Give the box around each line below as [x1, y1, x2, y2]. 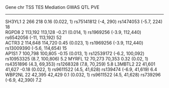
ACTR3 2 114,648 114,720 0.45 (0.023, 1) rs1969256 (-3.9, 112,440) [5, 40, 143, 45]
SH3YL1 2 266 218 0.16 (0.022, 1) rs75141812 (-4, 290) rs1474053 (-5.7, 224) [5, 18, 162, 24]
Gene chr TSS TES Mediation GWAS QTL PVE [5, 4, 100, 10]
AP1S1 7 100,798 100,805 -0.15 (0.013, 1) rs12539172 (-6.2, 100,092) [5, 50, 145, 56]
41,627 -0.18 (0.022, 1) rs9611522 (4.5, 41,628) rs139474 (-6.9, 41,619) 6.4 [5, 66, 157, 72]
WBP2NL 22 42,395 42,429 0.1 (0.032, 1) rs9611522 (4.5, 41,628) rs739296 [5, 72, 161, 77]
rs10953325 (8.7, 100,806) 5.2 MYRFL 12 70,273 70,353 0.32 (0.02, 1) [5, 56, 148, 61]
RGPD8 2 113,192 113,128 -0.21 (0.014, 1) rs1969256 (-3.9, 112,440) [5, 29, 142, 35]
